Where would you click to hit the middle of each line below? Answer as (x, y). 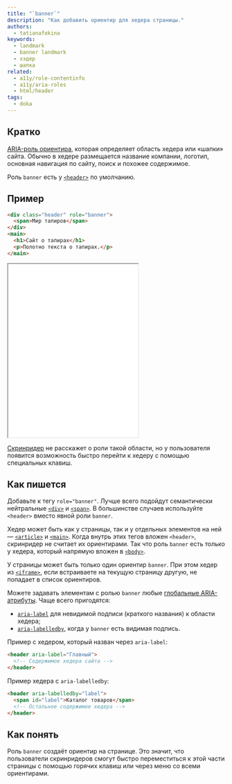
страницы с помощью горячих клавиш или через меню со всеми (104, 766)
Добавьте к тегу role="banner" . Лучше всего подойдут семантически (110, 501)
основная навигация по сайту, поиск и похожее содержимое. (99, 163)
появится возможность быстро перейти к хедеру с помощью (98, 455)
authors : (20, 26)
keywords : (21, 40)
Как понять (33, 734)
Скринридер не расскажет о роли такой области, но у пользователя (109, 448)
